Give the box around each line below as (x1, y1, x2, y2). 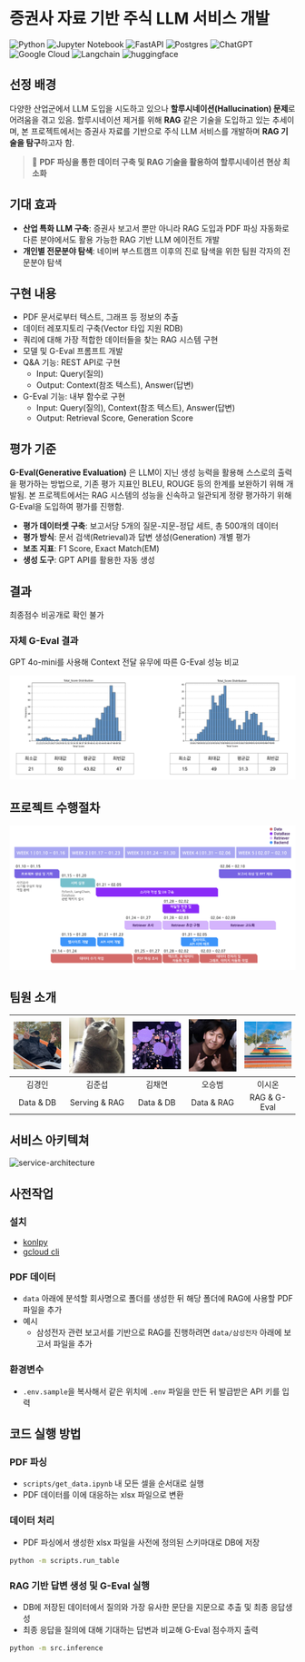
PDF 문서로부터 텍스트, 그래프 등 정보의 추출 (22, 312, 179, 322)
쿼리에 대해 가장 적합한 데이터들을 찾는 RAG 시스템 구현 (22, 334, 219, 345)
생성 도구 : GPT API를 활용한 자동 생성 (22, 555, 156, 566)
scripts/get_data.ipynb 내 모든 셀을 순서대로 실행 (22, 1478, 204, 1489)
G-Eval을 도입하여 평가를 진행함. (9, 501, 124, 512)
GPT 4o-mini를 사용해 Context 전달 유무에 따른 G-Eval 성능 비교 (9, 657, 240, 668)
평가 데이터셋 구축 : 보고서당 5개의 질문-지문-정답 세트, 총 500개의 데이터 (22, 520, 279, 531)
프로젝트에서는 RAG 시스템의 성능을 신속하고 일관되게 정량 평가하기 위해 (37, 490, 292, 500)
